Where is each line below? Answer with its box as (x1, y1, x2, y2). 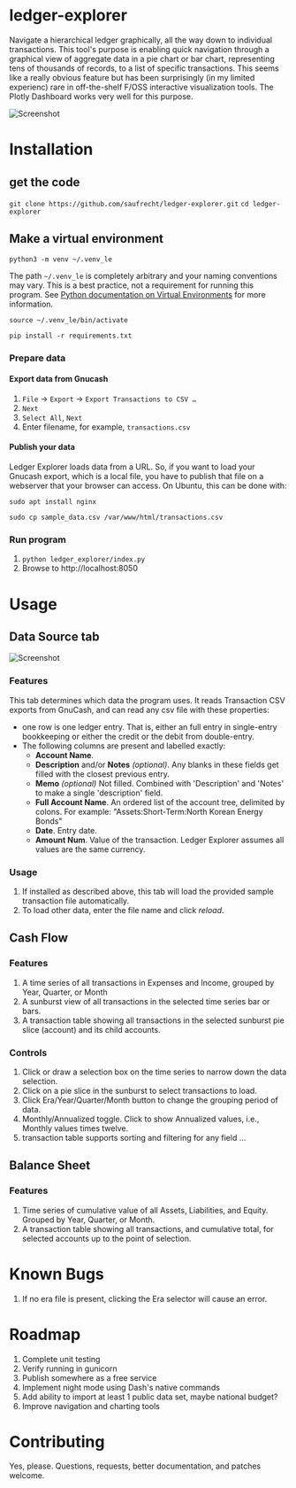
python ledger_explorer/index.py (21, 555, 146, 564)
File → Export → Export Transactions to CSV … (21, 393, 197, 404)
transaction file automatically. (21, 895, 130, 906)
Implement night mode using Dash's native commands (21, 1382, 221, 1392)
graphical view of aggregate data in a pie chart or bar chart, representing (9, 53, 276, 64)
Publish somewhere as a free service (21, 1372, 157, 1383)
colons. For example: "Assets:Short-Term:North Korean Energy (34, 806, 263, 817)
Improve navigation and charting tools (21, 1400, 161, 1411)
